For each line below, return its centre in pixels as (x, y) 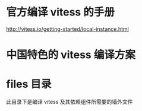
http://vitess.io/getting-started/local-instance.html (67, 29)
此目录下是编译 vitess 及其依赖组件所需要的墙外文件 (70, 102)
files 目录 (29, 84)
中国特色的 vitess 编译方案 (71, 55)
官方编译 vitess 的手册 (60, 12)
